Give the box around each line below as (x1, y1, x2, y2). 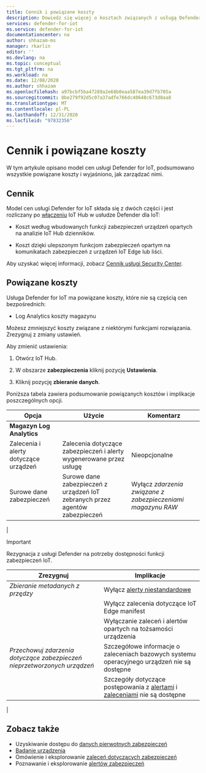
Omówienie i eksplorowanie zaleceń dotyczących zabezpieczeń (15, 753, 177, 761)
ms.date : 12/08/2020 (6, 77, 59, 83)
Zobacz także (6, 724, 59, 734)
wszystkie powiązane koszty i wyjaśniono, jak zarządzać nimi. (6, 171, 164, 178)
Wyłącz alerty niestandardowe (103, 585, 191, 594)
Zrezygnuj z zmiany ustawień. (6, 331, 82, 338)
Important (6, 538, 31, 545)
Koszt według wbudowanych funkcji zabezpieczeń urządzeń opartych (15, 223, 193, 230)
